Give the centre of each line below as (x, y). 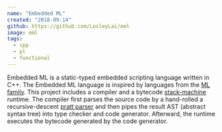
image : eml (23, 32)
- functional (32, 58)
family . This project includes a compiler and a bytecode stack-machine (107, 92)
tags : (15, 39)
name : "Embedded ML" (37, 13)
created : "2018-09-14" (39, 20)
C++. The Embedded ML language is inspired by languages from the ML (109, 84)
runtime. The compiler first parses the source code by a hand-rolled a (105, 99)
